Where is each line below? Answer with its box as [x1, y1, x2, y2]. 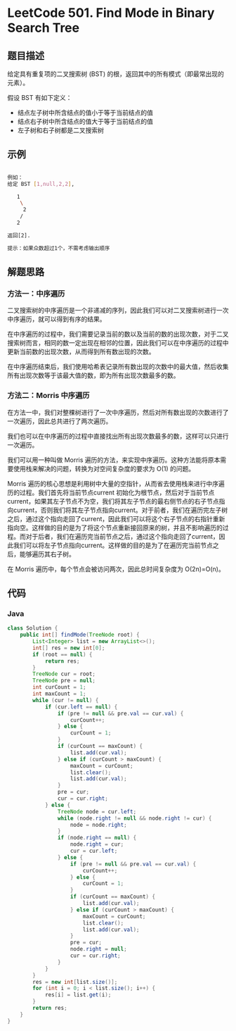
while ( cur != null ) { [32, 696, 99, 704]
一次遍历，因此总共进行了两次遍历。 [7, 417, 112, 425]
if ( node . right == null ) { [57, 835, 137, 842]
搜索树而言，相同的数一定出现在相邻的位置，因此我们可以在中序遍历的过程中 [7, 339, 229, 347]
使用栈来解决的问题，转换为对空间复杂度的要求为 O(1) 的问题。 [13, 464, 195, 473]
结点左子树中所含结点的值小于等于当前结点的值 [17, 108, 153, 117]
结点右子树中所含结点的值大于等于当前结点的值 [17, 118, 153, 125]
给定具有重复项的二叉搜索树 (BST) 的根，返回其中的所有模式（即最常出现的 [7, 70, 225, 78]
